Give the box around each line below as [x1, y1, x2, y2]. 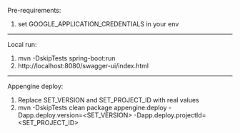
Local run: [7, 41, 37, 48]
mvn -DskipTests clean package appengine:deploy [17, 103, 167, 112]
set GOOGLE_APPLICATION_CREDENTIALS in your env [17, 20, 179, 28]
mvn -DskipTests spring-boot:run [17, 54, 116, 63]
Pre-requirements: [7, 6, 61, 14]
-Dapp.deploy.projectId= [134, 111, 206, 119]
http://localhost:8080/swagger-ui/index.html [17, 62, 149, 70]
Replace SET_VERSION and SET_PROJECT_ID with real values [17, 96, 200, 104]
